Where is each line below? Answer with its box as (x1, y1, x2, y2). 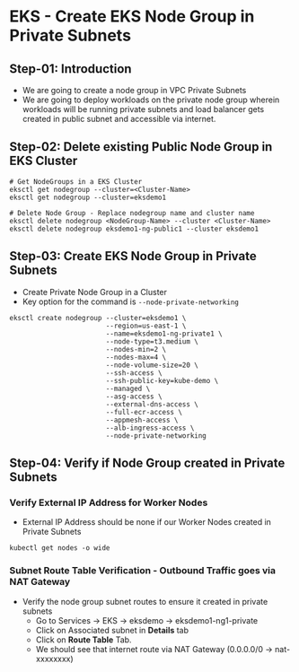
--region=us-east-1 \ (105, 321, 187, 330)
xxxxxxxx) (35, 653, 74, 664)
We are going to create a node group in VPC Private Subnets (22, 85, 247, 95)
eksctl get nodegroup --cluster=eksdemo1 (9, 193, 167, 202)
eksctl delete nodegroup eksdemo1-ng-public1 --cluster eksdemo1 (9, 224, 259, 233)
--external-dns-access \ (105, 399, 199, 409)
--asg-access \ (105, 392, 163, 401)
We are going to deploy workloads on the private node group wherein (22, 94, 280, 105)
